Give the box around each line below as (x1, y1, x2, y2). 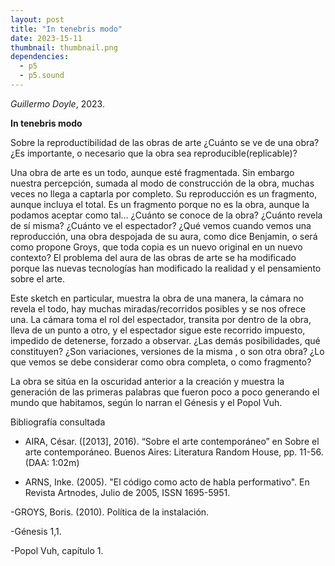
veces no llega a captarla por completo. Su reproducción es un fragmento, (10, 187, 318, 200)
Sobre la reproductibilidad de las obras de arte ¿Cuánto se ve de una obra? (10, 136, 320, 148)
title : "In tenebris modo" (10, 24, 123, 34)
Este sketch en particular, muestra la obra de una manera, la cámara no (10, 292, 304, 304)
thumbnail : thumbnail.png (10, 42, 118, 53)
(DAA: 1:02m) (24, 456, 80, 468)
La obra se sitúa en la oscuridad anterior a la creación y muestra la (10, 375, 285, 387)
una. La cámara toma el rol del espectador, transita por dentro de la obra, (10, 313, 312, 325)
